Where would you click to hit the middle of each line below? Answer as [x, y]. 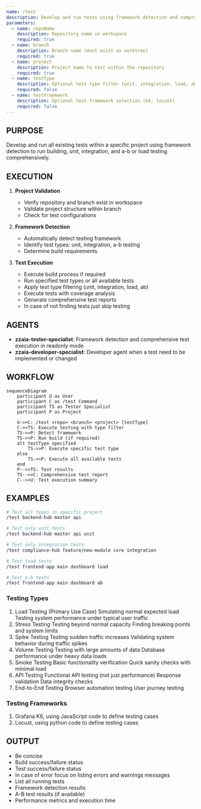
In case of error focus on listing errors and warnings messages [92, 775]
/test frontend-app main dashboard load [57, 567]
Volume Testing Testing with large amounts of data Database [90, 649]
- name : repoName [33, 28]
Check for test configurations [60, 215]
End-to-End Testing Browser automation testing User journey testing [99, 688]
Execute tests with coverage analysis [69, 293]
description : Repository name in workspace [72, 34]
